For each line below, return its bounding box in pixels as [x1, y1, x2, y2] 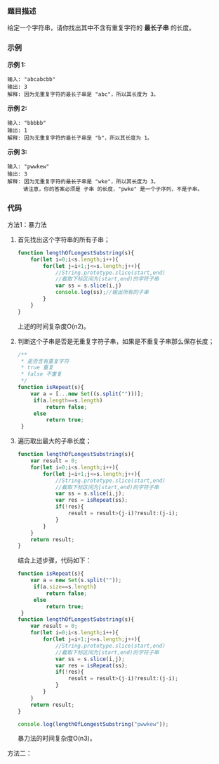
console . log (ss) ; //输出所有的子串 [55, 289, 149, 296]
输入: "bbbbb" [7, 119, 47, 126]
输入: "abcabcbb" [7, 75, 56, 82]
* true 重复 [20, 364, 54, 371]
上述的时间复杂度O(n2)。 [17, 322, 90, 331]
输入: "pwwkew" [7, 163, 50, 170]
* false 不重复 [20, 371, 62, 378]
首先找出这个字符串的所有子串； [17, 235, 110, 244]
